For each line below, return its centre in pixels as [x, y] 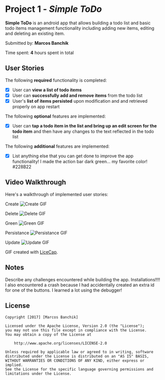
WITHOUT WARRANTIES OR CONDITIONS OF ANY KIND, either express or [75, 361]
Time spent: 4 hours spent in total [40, 53]
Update [13, 242]
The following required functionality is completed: [56, 80]
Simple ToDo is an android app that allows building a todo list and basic [78, 23]
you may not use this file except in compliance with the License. [76, 330]
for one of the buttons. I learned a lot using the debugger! [64, 290]
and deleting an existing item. [35, 33]
